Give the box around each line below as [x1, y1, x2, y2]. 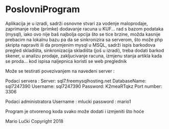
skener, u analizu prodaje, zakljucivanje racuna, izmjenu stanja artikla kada [5, 52, 162, 59]
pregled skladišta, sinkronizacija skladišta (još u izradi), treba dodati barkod [5, 47, 164, 53]
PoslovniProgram [5, 4, 80, 15]
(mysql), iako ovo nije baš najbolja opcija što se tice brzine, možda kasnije [5, 31, 161, 37]
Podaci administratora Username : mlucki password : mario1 [5, 98, 131, 105]
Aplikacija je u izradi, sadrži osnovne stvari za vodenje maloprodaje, [5, 20, 148, 26]
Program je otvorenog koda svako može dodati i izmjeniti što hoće [5, 108, 144, 114]
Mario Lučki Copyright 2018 [5, 118, 64, 124]
